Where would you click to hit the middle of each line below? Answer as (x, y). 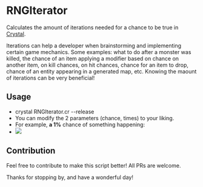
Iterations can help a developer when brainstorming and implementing (94, 46)
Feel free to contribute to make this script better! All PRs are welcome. (94, 165)
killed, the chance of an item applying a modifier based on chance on (93, 58)
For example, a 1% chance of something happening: (80, 124)
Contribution (31, 151)
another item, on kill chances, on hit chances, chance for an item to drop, (98, 65)
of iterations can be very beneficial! (51, 78)
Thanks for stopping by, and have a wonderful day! (70, 177)
